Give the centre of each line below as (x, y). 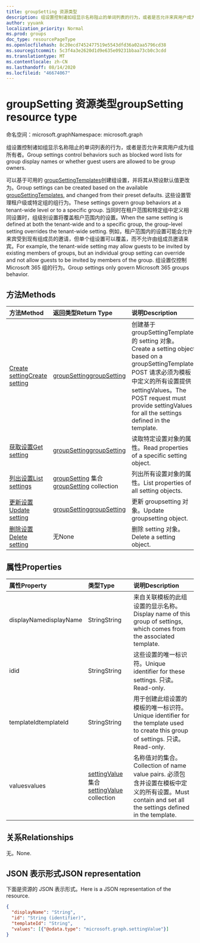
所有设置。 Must (167, 792)
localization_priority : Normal (45, 28)
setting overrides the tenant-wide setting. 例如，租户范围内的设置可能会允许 (99, 231)
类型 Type (101, 585)
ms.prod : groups (26, 34)
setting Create (28, 376)
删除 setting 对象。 (157, 529)
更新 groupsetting (156, 501)
